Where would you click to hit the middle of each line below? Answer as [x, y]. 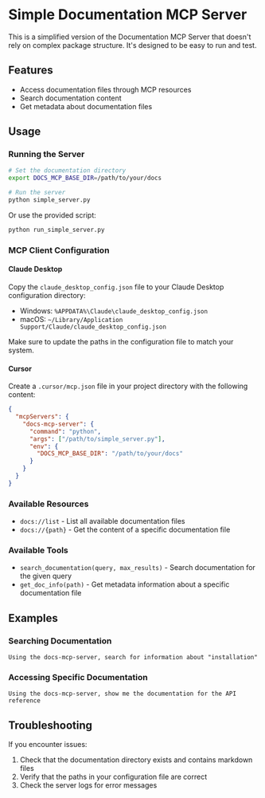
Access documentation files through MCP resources [105, 89]
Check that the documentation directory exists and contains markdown [136, 760]
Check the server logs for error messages [88, 785]
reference [25, 701]
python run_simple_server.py [57, 230]
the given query [46, 576]
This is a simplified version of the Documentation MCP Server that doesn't [130, 37]
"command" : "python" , [65, 431]
